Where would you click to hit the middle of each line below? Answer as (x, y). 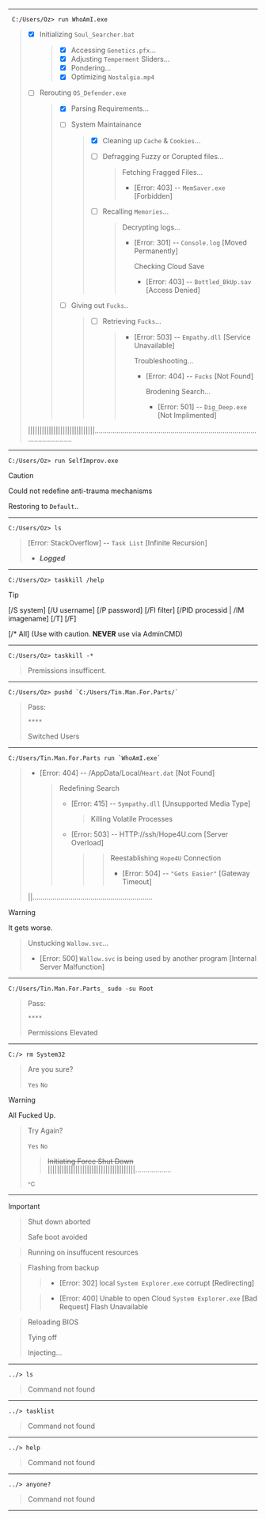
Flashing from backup (63, 1267)
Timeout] (137, 881)
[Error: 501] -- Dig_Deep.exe (202, 406)
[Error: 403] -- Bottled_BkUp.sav (199, 281)
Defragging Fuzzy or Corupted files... (163, 156)
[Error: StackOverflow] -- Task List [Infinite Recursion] (117, 542)
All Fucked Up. (32, 1115)
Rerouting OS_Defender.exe (83, 93)
